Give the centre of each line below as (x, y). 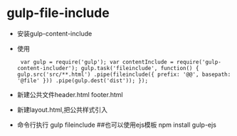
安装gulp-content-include (54, 33)
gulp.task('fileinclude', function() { (140, 68)
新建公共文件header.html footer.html (70, 94)
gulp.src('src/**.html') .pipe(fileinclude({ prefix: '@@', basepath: (124, 74)
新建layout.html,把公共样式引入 (62, 109)
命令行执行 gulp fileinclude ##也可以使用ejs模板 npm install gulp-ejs (116, 125)
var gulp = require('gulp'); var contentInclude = (97, 62)
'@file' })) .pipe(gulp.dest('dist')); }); (83, 80)
